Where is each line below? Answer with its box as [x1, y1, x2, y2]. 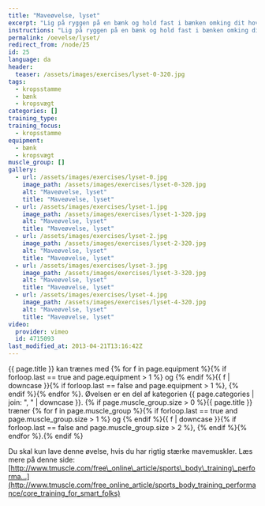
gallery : [8, 166, 37, 174]
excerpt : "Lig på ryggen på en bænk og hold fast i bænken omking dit [8, 19, 245, 27]
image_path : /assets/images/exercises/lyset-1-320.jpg [22, 210, 207, 218]
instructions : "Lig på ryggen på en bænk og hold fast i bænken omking [8, 26, 248, 34]
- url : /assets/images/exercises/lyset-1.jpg [15, 202, 168, 210]
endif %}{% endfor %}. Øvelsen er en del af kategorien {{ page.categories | [8, 389, 255, 398]
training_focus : [8, 122, 62, 130]
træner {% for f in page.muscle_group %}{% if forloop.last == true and [8, 406, 238, 415]
